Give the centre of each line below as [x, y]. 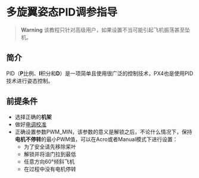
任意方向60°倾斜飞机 [49, 161]
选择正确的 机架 [33, 117]
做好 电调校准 [30, 124]
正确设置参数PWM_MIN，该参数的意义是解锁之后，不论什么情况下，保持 [103, 132]
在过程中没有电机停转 [50, 169]
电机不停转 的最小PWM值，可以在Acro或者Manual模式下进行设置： [96, 139]
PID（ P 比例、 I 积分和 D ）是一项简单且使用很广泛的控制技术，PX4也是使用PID [100, 73]
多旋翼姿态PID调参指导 [62, 12]
